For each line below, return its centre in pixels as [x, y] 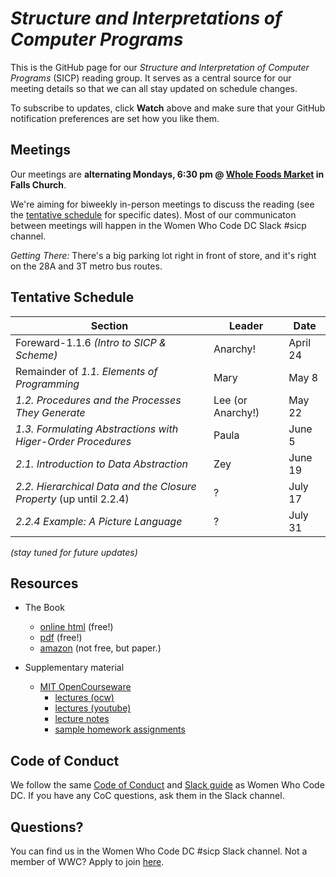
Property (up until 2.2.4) [72, 499]
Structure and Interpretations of [146, 18]
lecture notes [82, 719]
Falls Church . [38, 184]
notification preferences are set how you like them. [115, 118]
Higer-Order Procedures [73, 441]
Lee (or [230, 400]
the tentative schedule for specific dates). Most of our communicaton [153, 214]
